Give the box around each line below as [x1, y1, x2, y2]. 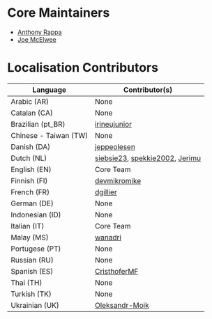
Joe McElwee [17, 35, 57, 43]
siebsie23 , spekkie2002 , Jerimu [94, 153, 201, 163]
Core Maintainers [7, 5, 110, 21]
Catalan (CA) [10, 108, 54, 118]
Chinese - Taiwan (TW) [10, 130, 89, 140]
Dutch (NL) [10, 153, 47, 163]
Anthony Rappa [17, 28, 62, 36]
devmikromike [94, 176, 142, 185]
